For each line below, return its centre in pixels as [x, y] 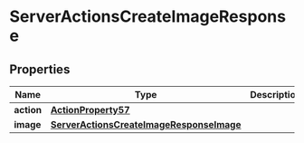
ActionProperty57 [90, 110]
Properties [40, 69]
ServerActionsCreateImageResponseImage [146, 124]
